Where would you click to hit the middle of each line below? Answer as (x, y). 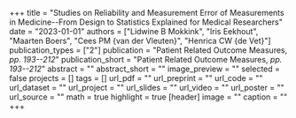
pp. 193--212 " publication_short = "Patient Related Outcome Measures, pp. (146, 59)
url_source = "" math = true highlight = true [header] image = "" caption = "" (148, 97)
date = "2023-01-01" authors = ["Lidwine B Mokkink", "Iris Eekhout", (134, 31)
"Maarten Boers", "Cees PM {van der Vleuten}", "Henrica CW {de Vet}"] (140, 41)
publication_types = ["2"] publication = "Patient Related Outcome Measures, (148, 50)
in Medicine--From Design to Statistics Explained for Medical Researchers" (146, 22)
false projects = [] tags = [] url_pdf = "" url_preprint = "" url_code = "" (136, 78)
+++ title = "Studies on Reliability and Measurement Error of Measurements (147, 13)
